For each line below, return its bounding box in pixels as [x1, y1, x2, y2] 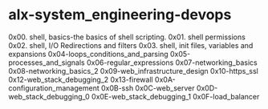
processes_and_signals [8, 58, 86, 67]
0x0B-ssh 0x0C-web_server [100, 83, 195, 93]
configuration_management [8, 83, 100, 93]
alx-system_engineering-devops [8, 6, 232, 24]
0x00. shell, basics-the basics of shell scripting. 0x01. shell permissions [8, 32, 246, 42]
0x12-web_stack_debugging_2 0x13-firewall [8, 75, 154, 84]
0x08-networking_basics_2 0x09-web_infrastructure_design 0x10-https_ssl [8, 66, 258, 75]
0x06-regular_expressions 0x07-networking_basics [87, 58, 258, 67]
